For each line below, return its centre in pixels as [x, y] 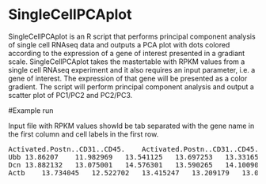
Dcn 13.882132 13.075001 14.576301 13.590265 [111, 165]
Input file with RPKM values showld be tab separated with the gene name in [131, 126]
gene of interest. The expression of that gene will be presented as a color [128, 78]
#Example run [31, 110]
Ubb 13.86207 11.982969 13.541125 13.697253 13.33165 [133, 157]
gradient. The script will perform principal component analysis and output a [131, 86]
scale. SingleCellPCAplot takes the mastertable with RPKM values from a [127, 62]
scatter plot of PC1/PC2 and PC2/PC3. [70, 95]
